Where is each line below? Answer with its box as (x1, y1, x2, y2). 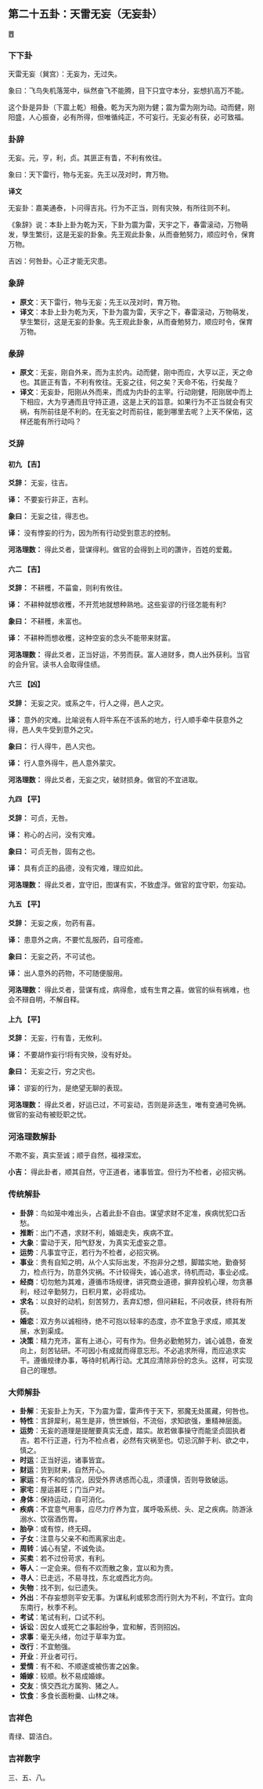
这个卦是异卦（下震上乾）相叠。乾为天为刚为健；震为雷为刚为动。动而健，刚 (8, 103, 255, 112)
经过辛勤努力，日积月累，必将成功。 (33, 1286, 150, 1296)
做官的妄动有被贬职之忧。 (8, 1110, 91, 1119)
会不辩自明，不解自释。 (8, 994, 84, 1004)
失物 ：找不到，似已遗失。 (19, 1583, 103, 1593)
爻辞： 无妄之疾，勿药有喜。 (8, 918, 99, 927)
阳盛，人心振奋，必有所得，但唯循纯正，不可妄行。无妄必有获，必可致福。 (8, 112, 248, 122)
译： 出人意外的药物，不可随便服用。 (8, 968, 127, 978)
